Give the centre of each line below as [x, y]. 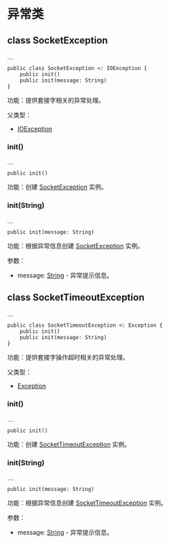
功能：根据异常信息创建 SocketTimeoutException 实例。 [87, 503]
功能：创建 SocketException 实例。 [57, 187]
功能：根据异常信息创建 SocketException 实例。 [76, 245]
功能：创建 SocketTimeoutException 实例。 [69, 444]
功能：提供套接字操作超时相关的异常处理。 [68, 357]
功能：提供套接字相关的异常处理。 [56, 100]
